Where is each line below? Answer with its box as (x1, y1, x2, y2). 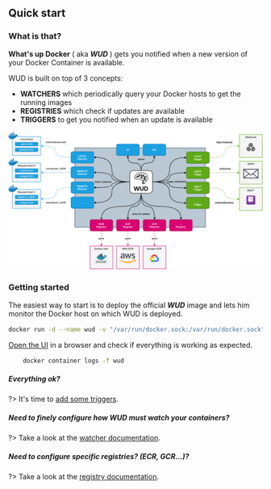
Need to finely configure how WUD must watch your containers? (8, 412, 230, 422)
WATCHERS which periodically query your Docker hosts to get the (19, 89, 241, 98)
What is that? (8, 31, 62, 42)
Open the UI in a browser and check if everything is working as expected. (8, 340, 252, 349)
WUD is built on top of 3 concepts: (8, 73, 123, 83)
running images (19, 97, 73, 107)
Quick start (8, 6, 66, 20)
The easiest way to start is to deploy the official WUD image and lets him (8, 300, 250, 310)
